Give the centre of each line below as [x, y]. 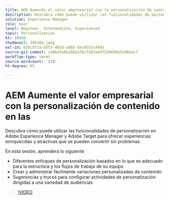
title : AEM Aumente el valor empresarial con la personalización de [78, 10]
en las [18, 117]
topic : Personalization [30, 33]
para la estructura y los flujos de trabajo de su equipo [68, 166]
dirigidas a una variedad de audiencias [53, 182]
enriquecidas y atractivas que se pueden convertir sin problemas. [73, 142]
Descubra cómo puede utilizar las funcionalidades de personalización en [80, 131]
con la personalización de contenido [82, 106]
